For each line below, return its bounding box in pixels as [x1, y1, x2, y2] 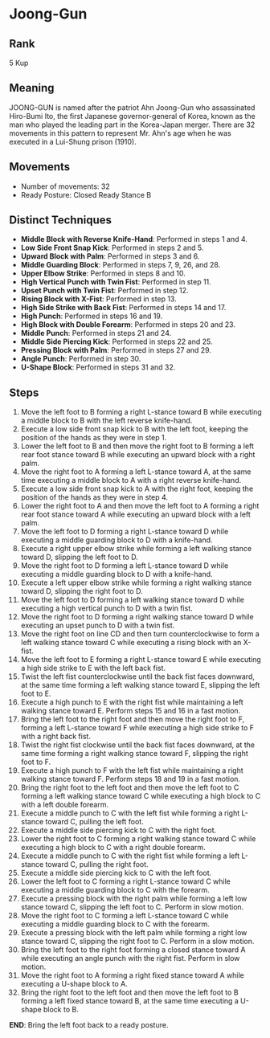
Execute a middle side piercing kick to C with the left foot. [20, 868, 212, 878]
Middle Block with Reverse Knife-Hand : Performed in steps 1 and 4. [20, 235, 248, 244]
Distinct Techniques [9, 214, 112, 227]
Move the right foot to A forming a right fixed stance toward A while [20, 971, 244, 980]
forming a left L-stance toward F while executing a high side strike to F [20, 723, 255, 733]
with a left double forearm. [20, 800, 109, 810]
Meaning [9, 81, 55, 95]
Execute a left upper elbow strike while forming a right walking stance [20, 578, 252, 587]
